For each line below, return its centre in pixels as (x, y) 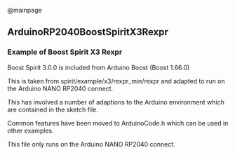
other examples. (31, 130)
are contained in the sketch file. (53, 109)
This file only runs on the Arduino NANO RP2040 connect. (91, 144)
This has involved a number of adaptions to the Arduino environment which (116, 102)
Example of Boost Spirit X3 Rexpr (65, 52)
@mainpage (25, 10)
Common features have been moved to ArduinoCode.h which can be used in (118, 123)
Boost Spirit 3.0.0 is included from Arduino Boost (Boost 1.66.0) (99, 67)
